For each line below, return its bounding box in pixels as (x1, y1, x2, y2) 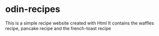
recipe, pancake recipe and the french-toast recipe (5, 25, 111, 31)
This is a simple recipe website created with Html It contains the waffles (5, 20, 154, 26)
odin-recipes (5, 3, 60, 15)
